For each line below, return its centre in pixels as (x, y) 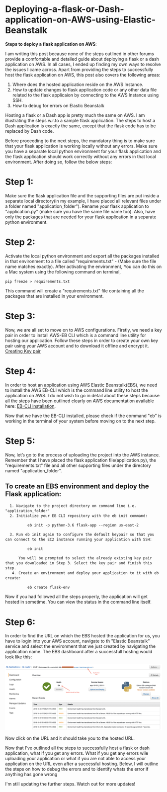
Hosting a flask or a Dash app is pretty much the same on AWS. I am (75, 115)
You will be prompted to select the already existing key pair (85, 558)
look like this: (19, 657)
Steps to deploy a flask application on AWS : (51, 44)
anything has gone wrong (31, 775)
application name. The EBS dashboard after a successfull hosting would (79, 652)
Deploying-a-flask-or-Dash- (65, 9)
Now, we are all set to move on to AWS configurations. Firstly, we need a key (83, 330)
